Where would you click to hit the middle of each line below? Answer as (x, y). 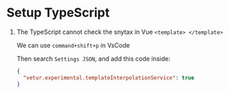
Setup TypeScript (58, 13)
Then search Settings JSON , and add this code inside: (93, 58)
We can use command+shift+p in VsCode (73, 45)
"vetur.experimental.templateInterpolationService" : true (109, 77)
